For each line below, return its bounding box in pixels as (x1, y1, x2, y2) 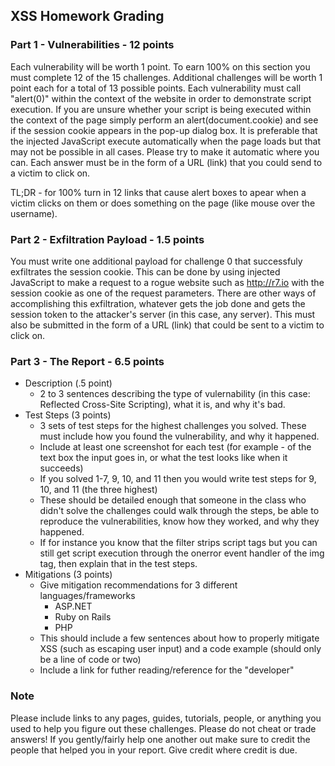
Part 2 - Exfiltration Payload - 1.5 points (10, 232, 205, 246)
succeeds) (39, 462, 84, 474)
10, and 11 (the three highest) (39, 484, 158, 496)
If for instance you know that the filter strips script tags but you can (39, 537, 318, 549)
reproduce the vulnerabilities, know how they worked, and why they (39, 515, 320, 528)
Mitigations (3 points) (24, 569, 113, 581)
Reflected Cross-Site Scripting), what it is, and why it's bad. (39, 399, 286, 411)
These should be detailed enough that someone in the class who (39, 494, 307, 506)
